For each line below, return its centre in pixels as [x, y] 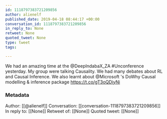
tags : [11, 47]
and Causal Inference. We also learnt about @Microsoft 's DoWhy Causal [80, 76]
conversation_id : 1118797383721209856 [46, 24]
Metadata [17, 95]
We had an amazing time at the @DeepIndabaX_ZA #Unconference [75, 66]
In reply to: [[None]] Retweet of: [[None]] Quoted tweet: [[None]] [72, 111]
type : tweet [18, 43]
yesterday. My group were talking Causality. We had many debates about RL [84, 71]
